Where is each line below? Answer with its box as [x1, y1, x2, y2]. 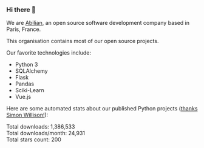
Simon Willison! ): [6, 112, 49, 119]
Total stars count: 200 [6, 136, 62, 143]
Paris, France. [6, 25, 41, 33]
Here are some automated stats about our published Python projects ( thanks [6, 105, 198, 112]
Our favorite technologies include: [6, 49, 92, 56]
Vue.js [15, 93, 32, 101]
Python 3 [15, 61, 38, 69]
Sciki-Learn [15, 87, 44, 94]
